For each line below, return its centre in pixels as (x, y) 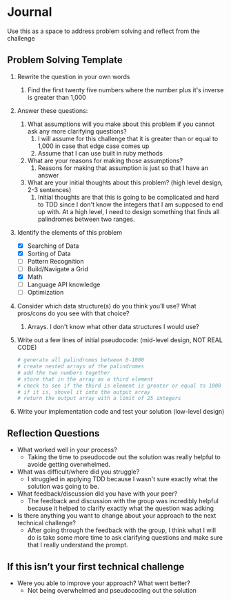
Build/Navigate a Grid (58, 268)
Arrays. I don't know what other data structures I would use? (113, 327)
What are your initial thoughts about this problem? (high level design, (125, 182)
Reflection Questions (53, 433)
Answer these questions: (52, 110)
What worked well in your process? (67, 450)
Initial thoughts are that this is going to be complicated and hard (128, 197)
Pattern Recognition (56, 261)
